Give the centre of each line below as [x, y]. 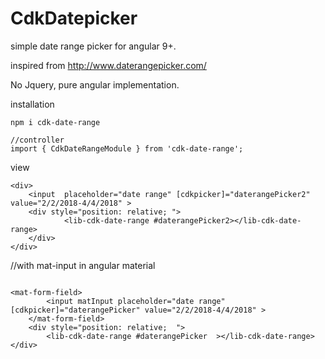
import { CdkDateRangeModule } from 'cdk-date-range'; [127, 148]
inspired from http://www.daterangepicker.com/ [108, 65]
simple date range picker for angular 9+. [93, 46]
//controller [37, 140]
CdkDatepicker [74, 18]
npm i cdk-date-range [55, 122]
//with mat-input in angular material [83, 265]
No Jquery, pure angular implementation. [95, 84]
